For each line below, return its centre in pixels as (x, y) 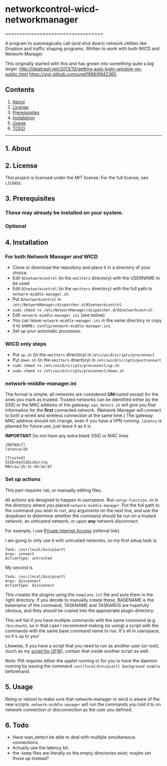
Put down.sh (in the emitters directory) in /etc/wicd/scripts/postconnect (87, 360)
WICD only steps (26, 344)
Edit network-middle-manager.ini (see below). (59, 315)
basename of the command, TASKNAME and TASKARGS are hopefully (77, 605)
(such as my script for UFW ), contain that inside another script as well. (77, 651)
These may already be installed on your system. (64, 213)
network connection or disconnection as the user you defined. (69, 710)
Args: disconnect (23, 581)
